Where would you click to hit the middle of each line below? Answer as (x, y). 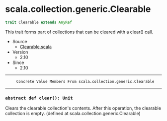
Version (20, 52)
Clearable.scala (36, 47)
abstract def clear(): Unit (39, 98)
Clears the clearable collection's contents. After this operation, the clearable (83, 108)
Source (20, 41)
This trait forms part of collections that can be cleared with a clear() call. (79, 32)
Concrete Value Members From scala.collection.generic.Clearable (85, 81)
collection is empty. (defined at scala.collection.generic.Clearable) (73, 114)
